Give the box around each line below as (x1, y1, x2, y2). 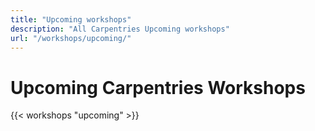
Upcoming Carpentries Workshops (10, 76, 306, 99)
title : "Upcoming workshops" (10, 14, 132, 25)
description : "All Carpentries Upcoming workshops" (10, 24, 230, 34)
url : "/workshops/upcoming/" (10, 33, 132, 43)
